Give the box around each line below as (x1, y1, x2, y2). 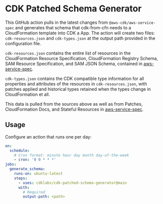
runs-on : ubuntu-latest (14, 171, 63, 176)
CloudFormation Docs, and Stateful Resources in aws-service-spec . (5, 106, 144, 112)
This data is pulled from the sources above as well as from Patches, (5, 101, 143, 107)
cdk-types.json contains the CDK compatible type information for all (5, 75, 144, 81)
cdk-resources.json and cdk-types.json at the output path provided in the (5, 35, 156, 41)
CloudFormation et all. (5, 91, 50, 97)
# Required (23, 190, 45, 195)
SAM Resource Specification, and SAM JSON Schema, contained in (5, 61, 143, 67)
